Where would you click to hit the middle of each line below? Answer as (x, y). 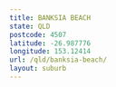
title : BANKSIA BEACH (50, 18)
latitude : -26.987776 (50, 43)
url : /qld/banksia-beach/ (58, 60)
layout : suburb (38, 69)
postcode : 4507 (38, 34)
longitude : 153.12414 (50, 52)
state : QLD (30, 26)
